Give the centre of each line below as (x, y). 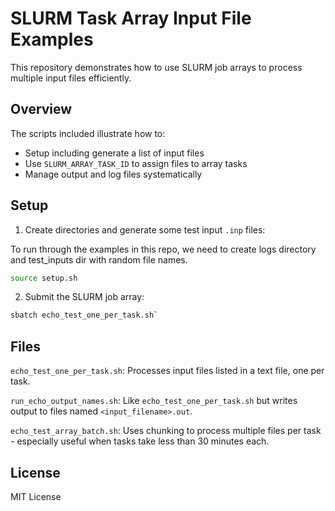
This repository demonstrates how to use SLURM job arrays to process (156, 67)
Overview (41, 109)
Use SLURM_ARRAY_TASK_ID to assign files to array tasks (136, 163)
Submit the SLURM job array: (84, 297)
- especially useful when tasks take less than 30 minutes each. (140, 441)
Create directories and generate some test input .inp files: (145, 229)
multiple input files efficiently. (71, 78)
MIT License (36, 496)
